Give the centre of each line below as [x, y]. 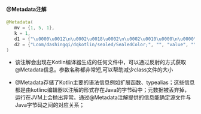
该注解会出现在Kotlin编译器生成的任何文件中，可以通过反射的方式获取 [100, 62]
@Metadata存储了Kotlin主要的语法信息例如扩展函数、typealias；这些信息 [105, 82]
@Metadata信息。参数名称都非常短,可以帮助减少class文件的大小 [94, 70]
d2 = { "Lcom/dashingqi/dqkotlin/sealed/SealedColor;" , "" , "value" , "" [105, 44]
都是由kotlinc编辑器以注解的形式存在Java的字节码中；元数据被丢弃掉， [102, 90]
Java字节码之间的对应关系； [50, 105]
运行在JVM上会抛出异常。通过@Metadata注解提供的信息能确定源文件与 [103, 97]
